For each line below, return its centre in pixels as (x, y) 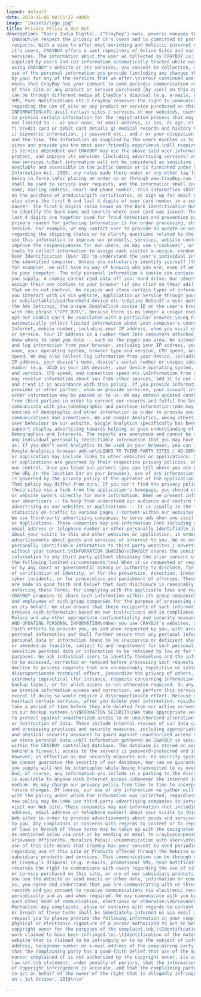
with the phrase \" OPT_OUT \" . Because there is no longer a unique (98, 312)
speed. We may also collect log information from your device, (92, 356)
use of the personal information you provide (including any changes (100, 73)
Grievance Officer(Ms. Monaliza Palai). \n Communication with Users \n (100, 840)
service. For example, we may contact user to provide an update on (99, 228)
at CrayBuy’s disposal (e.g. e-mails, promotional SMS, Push (89, 862)
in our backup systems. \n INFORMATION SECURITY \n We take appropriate (99, 712)
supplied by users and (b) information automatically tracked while (99, 62)
